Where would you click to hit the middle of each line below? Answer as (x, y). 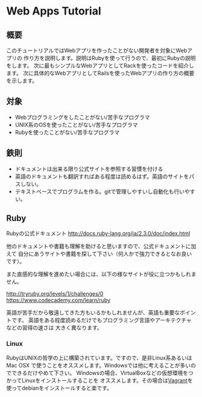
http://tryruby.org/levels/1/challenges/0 (55, 294)
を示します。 (22, 81)
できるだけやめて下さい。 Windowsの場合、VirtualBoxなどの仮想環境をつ (103, 373)
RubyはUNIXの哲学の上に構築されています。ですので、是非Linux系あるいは (99, 358)
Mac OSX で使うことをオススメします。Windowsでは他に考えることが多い (99, 365)
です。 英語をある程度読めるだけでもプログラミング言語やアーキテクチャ (101, 320)
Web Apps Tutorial (54, 11)
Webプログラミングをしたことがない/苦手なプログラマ (82, 117)
